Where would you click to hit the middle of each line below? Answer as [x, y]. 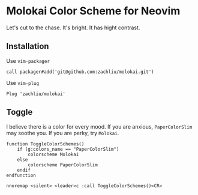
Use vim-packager [28, 60]
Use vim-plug [23, 83]
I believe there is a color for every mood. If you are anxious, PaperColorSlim [99, 126]
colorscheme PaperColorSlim [63, 165]
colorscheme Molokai [53, 154]
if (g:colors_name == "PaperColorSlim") [68, 149]
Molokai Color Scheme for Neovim [93, 11]
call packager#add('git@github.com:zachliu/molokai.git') [80, 72]
